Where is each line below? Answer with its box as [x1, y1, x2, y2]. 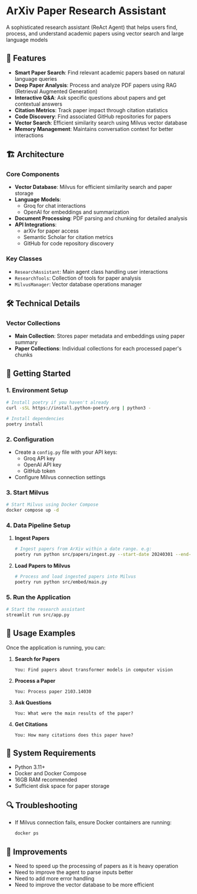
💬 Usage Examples [6, 628, 76, 638]
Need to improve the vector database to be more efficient [14, 881, 154, 888]
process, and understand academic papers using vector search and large [6, 30, 184, 37]
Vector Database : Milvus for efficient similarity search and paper [14, 184, 172, 191]
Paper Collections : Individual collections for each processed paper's [14, 345, 182, 352]
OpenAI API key [23, 461, 62, 468]
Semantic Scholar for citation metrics [23, 234, 113, 241]
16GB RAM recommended [14, 776, 78, 783]
